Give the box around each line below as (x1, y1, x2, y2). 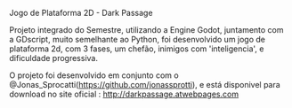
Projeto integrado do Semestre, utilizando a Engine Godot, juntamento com (9, 25, 284, 35)
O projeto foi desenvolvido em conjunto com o (9, 70, 180, 81)
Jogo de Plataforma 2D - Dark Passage (9, 8, 153, 18)
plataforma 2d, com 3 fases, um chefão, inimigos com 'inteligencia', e (9, 43, 264, 54)
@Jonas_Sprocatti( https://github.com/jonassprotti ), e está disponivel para (9, 80, 280, 89)
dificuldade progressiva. (9, 53, 98, 63)
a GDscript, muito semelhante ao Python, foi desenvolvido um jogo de (9, 35, 265, 44)
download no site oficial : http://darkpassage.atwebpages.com (9, 89, 239, 99)
